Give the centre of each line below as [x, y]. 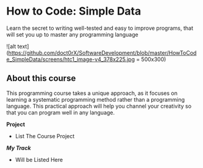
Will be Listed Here [39, 159]
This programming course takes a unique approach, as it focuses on [92, 93]
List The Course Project [45, 136]
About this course [41, 78]
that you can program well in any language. [61, 112]
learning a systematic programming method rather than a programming [95, 99]
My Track [19, 148]
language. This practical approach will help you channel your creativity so [99, 106]
